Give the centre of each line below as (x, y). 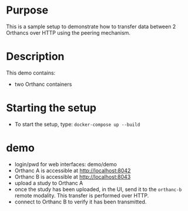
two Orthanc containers (43, 84)
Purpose (27, 10)
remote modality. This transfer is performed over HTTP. (82, 195)
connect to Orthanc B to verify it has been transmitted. (80, 202)
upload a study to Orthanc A (49, 183)
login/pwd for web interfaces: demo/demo (66, 164)
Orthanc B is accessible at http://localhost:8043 (73, 176)
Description (35, 57)
